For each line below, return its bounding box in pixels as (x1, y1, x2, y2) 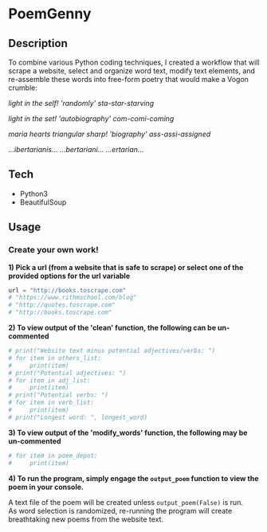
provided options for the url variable (8, 271, 130, 280)
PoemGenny (8, 5, 92, 23)
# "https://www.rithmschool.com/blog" (8, 294, 137, 302)
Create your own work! (8, 244, 99, 256)
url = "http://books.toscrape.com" (8, 286, 127, 295)
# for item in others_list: (8, 354, 102, 362)
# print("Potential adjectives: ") (8, 369, 127, 377)
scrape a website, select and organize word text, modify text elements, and (8, 66, 255, 76)
